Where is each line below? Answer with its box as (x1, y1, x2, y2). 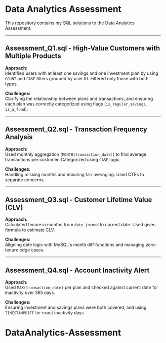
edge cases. (19, 247, 44, 253)
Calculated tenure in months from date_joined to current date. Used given (5, 222, 156, 228)
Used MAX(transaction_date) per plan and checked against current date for (5, 285, 158, 291)
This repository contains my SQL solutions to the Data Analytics (5, 20, 135, 26)
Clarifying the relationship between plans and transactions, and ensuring (5, 96, 153, 101)
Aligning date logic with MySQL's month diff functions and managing (5, 242, 145, 248)
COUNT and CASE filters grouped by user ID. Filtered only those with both (5, 75, 149, 81)
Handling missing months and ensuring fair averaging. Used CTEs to (5, 171, 144, 177)
